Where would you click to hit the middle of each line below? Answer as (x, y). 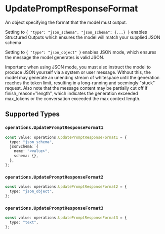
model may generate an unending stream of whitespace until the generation (82, 77)
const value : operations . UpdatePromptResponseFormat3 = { (66, 218)
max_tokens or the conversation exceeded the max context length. (73, 98)
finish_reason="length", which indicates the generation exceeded (72, 93)
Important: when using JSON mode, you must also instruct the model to (78, 67)
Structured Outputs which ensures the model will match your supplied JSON (83, 37)
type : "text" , (24, 222)
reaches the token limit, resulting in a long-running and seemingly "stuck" (80, 83)
